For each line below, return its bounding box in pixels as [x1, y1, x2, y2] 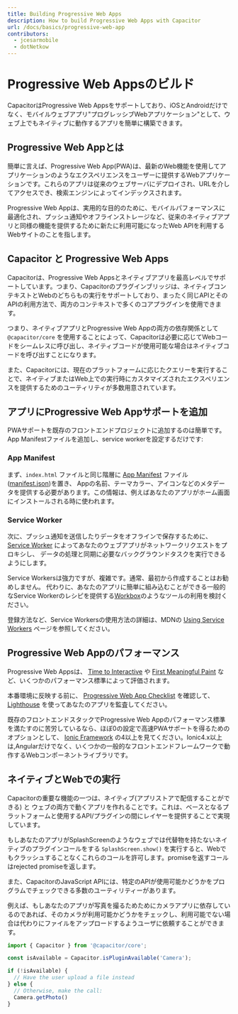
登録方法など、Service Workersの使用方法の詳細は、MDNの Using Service [7, 615, 225, 623]
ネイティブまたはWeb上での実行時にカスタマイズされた [25, 374, 188, 383]
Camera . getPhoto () [13, 993, 69, 1001]
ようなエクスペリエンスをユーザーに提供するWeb [56, 170, 200, 179]
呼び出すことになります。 [25, 350, 101, 359]
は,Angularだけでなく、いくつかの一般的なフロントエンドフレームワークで [7, 741, 225, 750]
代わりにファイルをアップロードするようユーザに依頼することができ [19, 919, 218, 927]
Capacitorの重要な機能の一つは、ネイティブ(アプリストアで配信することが [7, 793, 225, 802]
